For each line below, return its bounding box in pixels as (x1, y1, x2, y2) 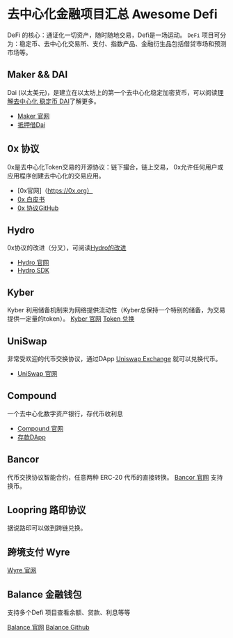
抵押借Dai (17, 120, 46, 129)
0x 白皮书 (17, 195, 45, 203)
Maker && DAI (7, 69, 68, 81)
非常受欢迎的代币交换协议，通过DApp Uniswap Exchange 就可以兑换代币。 (7, 355, 222, 363)
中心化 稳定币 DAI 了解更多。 (19, 97, 100, 105)
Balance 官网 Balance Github (7, 623, 90, 632)
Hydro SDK (17, 266, 50, 275)
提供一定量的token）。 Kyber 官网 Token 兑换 (7, 314, 135, 323)
